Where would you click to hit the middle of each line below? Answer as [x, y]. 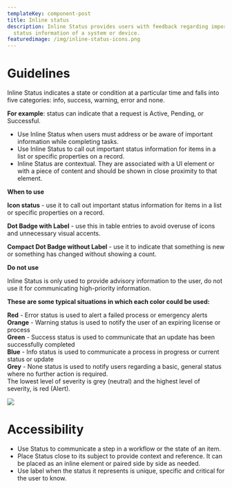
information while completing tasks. [68, 142]
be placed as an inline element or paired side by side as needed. [109, 463]
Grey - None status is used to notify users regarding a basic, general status [115, 367]
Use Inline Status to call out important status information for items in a [116, 149]
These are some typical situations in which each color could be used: [108, 302]
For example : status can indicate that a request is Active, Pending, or [105, 114]
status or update [30, 359]
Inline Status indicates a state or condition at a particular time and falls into [113, 93]
